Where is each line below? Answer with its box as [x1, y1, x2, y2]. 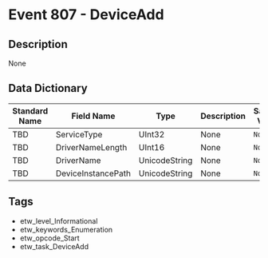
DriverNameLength [55, 141, 128, 153]
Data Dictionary [8, 81, 88, 95]
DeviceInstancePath [55, 168, 132, 179]
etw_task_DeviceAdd [19, 241, 89, 251]
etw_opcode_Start [19, 233, 80, 243]
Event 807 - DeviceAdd [8, 6, 165, 24]
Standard [12, 105, 49, 117]
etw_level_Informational [19, 216, 98, 225]
